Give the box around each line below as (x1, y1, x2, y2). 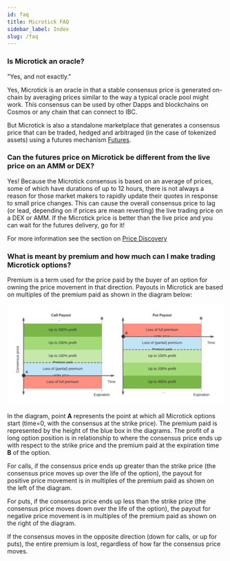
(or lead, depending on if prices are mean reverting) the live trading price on (7, 206, 223, 214)
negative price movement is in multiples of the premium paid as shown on (7, 512, 217, 520)
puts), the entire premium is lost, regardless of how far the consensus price (7, 540, 221, 548)
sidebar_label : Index (7, 25, 70, 32)
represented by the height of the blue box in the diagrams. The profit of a (7, 427, 215, 435)
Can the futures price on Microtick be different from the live (7, 152, 211, 162)
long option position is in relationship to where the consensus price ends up (7, 434, 222, 442)
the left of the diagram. (7, 484, 72, 492)
